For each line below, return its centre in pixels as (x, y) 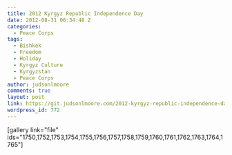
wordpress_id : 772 (33, 110)
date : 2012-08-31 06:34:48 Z (49, 20)
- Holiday (27, 59)
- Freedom (27, 53)
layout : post (26, 98)
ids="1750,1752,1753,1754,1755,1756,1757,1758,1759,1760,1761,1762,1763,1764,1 (115, 137)
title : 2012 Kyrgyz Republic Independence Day (75, 13)
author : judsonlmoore (38, 84)
